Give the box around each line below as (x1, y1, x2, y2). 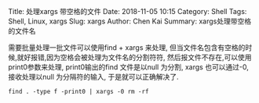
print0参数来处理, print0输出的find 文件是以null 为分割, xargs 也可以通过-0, (8, 62, 250, 72)
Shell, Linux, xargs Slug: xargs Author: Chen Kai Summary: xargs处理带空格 (8, 16, 252, 26)
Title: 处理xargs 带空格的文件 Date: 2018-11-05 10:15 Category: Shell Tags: (8, 7, 247, 16)
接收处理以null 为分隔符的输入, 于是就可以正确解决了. (8, 73, 179, 81)
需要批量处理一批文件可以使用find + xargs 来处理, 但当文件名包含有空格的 (8, 43, 246, 52)
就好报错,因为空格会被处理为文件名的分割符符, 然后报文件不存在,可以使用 (16, 53, 253, 62)
